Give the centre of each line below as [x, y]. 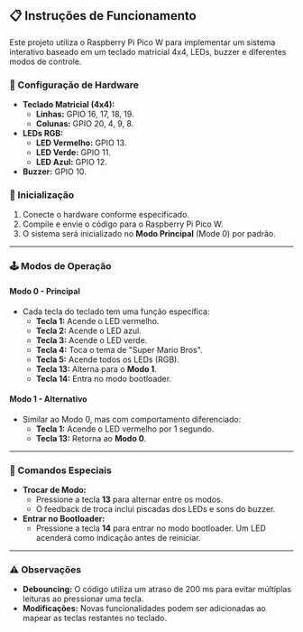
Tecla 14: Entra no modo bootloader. [104, 378]
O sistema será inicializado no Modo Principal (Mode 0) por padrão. [149, 234]
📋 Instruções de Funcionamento [103, 16]
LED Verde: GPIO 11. [73, 153]
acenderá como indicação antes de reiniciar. [118, 538]
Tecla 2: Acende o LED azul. [88, 330]
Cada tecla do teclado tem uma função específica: [116, 311]
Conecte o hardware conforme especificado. [106, 215]
